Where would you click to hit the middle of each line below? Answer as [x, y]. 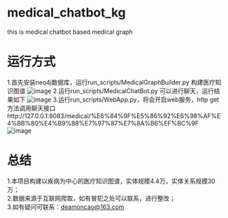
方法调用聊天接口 [31, 108]
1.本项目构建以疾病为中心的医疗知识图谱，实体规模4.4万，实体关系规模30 [111, 181]
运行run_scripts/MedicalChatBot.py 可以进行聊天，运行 [136, 90]
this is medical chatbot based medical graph [70, 32]
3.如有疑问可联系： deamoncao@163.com [66, 207]
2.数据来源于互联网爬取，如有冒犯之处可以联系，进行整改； [91, 198]
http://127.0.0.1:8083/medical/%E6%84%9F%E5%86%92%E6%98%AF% [112, 116]
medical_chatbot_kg [66, 13]
